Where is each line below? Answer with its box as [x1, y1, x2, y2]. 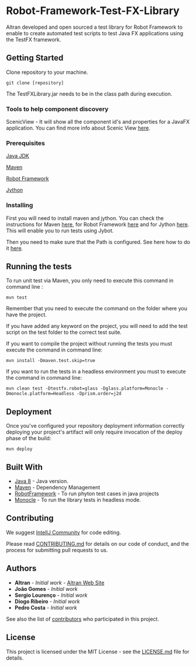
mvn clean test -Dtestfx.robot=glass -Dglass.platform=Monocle [6, 386, 164, 391]
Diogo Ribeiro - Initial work [14, 597, 80, 605]
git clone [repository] [6, 80, 64, 86]
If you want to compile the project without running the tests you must [6, 340, 173, 347]
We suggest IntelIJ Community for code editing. [6, 529, 121, 536]
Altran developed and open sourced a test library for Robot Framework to [6, 23, 183, 31]
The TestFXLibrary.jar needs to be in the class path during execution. [6, 90, 173, 97]
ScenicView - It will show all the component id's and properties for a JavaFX [6, 119, 190, 126]
